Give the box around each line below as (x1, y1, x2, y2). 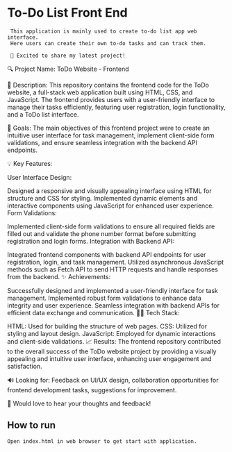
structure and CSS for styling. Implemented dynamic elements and (7, 194, 198, 202)
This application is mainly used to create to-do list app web (10, 28, 197, 35)
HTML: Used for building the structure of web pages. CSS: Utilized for (7, 321, 207, 330)
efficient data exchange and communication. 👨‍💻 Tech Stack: (7, 308, 180, 317)
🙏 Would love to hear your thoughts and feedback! (7, 399, 151, 408)
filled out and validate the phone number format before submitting (7, 229, 197, 237)
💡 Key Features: (7, 159, 53, 167)
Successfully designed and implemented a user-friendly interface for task (7, 286, 219, 294)
